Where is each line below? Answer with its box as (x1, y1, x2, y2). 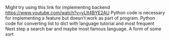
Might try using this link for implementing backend (5, 5, 110, 10)
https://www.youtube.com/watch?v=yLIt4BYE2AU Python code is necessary (5, 10, 165, 16)
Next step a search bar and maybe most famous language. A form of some (5, 26, 161, 32)
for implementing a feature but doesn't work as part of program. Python (5, 15, 155, 21)
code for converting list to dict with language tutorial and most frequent (5, 20, 155, 26)
